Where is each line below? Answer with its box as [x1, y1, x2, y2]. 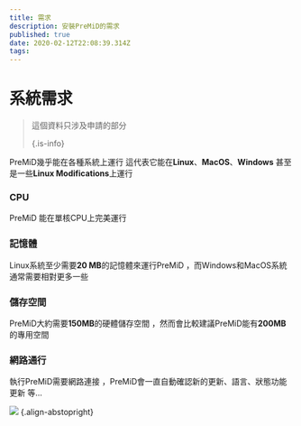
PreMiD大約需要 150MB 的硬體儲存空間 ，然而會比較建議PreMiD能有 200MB [9, 318, 287, 329]
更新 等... [9, 387, 43, 398]
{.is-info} [31, 138, 65, 149]
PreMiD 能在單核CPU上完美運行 [9, 213, 127, 224]
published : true [9, 30, 70, 39]
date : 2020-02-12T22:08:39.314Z [9, 38, 131, 48]
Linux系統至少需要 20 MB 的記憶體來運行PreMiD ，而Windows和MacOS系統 [9, 259, 287, 271]
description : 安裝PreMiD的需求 [9, 22, 120, 31]
